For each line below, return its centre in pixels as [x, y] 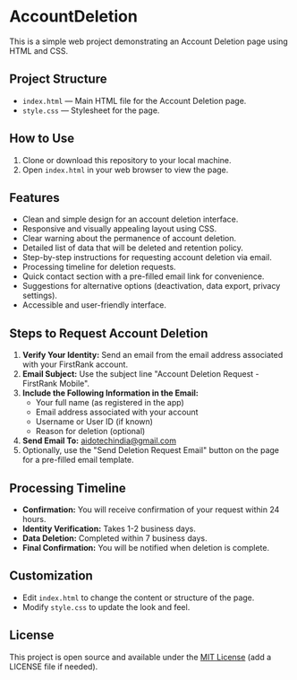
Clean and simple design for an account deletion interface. [130, 219]
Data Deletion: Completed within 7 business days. [115, 538]
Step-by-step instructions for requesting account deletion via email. [147, 257]
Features [34, 198]
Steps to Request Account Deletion [109, 333]
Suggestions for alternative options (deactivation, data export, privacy [151, 286]
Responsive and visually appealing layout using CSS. [119, 229]
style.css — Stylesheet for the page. [91, 110]
